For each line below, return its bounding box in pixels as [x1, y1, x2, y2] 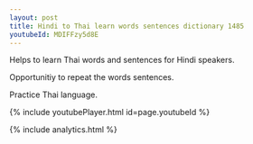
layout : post [9, 13, 59, 22]
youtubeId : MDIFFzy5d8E [9, 30, 99, 39]
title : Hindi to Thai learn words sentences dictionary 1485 [9, 22, 245, 31]
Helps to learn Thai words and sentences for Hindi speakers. [9, 55, 235, 66]
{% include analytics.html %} [9, 124, 117, 135]
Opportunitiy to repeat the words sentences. [9, 72, 174, 83]
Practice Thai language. [9, 89, 98, 100]
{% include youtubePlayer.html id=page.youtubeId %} [9, 107, 211, 118]
